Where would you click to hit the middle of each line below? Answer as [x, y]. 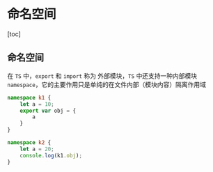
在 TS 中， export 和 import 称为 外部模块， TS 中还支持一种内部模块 [102, 76]
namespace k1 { [29, 97]
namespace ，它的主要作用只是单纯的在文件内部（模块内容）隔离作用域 [107, 84]
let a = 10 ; [37, 104]
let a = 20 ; [37, 149]
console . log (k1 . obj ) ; [51, 155]
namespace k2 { [29, 143]
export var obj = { [48, 111]
